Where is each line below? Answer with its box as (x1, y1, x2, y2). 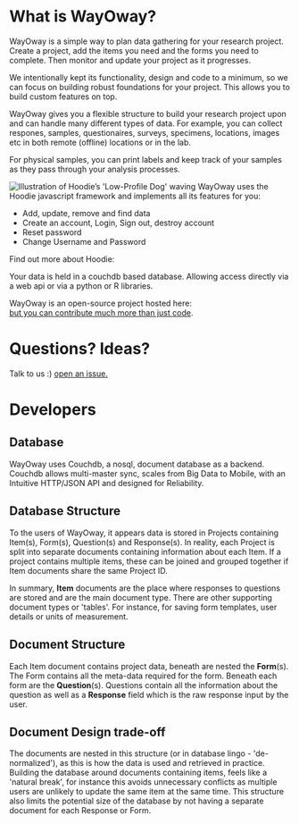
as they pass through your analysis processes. (9, 164, 180, 174)
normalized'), (9, 758, 58, 769)
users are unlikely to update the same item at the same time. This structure (9, 786, 284, 797)
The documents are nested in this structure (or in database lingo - (9, 748, 252, 759)
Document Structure (9, 637, 126, 652)
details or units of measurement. (9, 610, 129, 622)
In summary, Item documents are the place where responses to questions (9, 583, 281, 593)
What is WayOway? (9, 6, 157, 27)
